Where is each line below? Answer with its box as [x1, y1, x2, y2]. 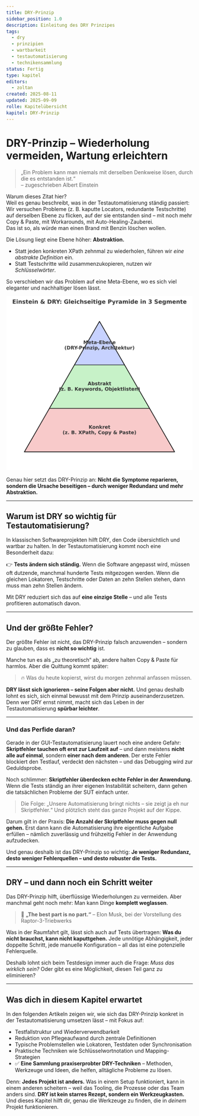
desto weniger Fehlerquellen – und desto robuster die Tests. [6, 854, 157, 862]
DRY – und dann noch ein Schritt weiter [6, 877, 153, 887]
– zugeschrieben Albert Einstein [20, 181, 99, 188]
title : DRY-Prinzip [6, 10, 54, 15]
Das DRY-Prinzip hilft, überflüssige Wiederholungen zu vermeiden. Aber [6, 893, 182, 900]
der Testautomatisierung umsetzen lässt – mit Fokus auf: [6, 1017, 144, 1024]
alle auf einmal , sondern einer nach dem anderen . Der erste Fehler [6, 752, 171, 759]
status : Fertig [6, 66, 44, 72]
